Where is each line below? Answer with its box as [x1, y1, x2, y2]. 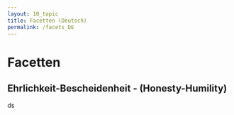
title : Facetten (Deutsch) [7, 17, 87, 24]
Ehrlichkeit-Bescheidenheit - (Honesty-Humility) [7, 82, 228, 94]
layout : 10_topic [7, 10, 59, 18]
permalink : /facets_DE [7, 23, 74, 31]
